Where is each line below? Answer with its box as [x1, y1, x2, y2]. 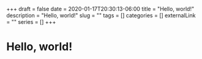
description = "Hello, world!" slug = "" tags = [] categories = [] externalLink [6, 12, 196, 19]
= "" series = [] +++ [6, 18, 56, 25]
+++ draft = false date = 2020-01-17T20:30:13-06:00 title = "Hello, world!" [6, 6, 195, 12]
